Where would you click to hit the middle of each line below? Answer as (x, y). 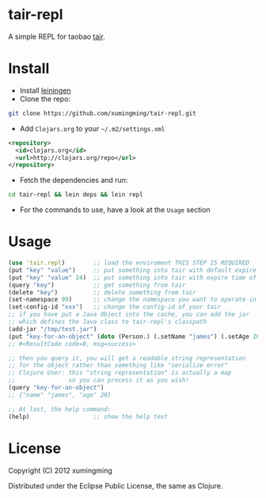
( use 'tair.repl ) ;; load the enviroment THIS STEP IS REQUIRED (129, 263)
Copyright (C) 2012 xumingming (60, 470)
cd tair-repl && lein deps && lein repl (76, 195)
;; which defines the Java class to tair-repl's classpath (108, 322)
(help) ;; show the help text (88, 416)
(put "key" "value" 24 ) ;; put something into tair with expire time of (133, 278)
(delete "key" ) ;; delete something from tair (102, 292)
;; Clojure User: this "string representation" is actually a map (120, 373)
